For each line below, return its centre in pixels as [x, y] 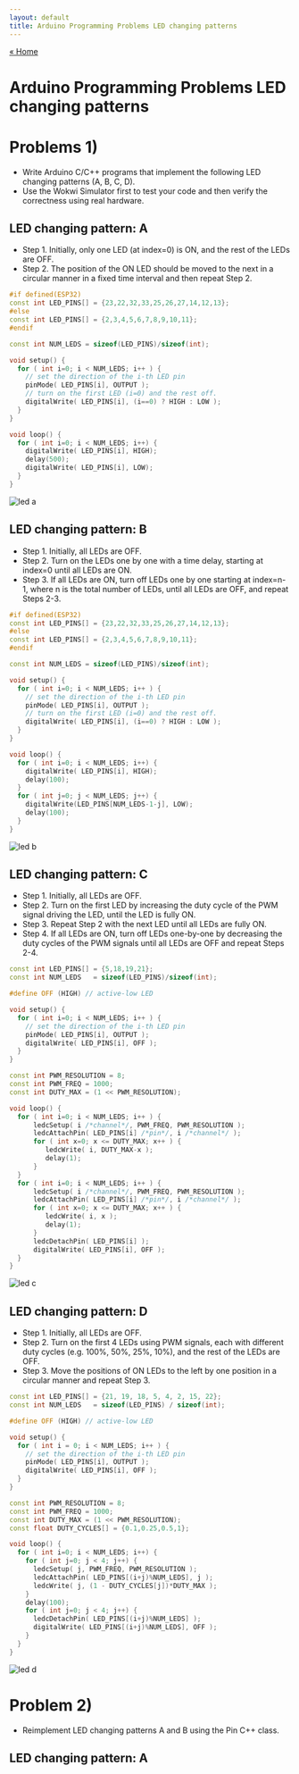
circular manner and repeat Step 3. [86, 1380]
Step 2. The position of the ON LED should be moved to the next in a [148, 269]
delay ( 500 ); [47, 460]
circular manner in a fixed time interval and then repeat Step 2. [137, 279]
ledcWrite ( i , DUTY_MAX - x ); [99, 1150]
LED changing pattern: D [79, 1311]
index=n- [270, 579]
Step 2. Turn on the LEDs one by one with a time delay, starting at [142, 560]
